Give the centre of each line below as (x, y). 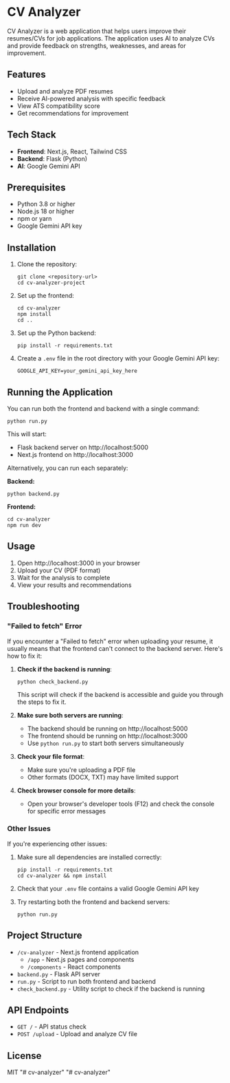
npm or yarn (34, 219)
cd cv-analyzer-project (51, 283)
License (24, 1056)
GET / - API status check (52, 1027)
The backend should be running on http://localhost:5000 (107, 728)
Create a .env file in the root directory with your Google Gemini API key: (118, 358)
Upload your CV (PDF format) (59, 570)
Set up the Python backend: (56, 333)
